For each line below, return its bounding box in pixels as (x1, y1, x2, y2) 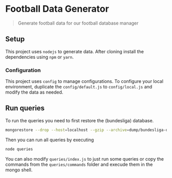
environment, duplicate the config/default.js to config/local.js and (5, 84, 153, 90)
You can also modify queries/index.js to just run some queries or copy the (5, 155, 164, 162)
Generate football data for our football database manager (17, 20, 139, 26)
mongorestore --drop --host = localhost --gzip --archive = (5, 127, 130, 132)
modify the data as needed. (5, 89, 63, 95)
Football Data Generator (5, 3, 109, 15)
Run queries (5, 104, 45, 113)
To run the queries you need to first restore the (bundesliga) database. (5, 117, 154, 123)
